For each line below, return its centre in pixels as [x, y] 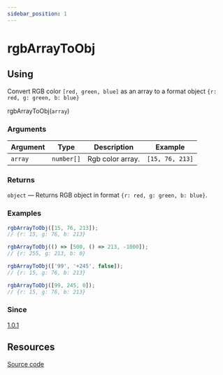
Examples [24, 213]
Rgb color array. [114, 158]
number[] [66, 159]
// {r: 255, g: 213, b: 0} [46, 254]
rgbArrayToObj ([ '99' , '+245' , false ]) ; [65, 266]
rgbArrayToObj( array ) [38, 111]
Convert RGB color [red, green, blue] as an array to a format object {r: [112, 91]
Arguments [27, 129]
